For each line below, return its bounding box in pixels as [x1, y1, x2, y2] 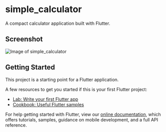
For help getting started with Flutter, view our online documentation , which [5, 111, 161, 117]
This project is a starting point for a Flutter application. [5, 76, 119, 82]
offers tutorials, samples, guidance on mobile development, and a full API [5, 116, 158, 122]
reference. [5, 122, 27, 128]
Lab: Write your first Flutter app [12, 96, 79, 102]
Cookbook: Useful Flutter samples [12, 101, 84, 107]
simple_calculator [5, 4, 82, 15]
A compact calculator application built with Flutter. [5, 20, 111, 26]
